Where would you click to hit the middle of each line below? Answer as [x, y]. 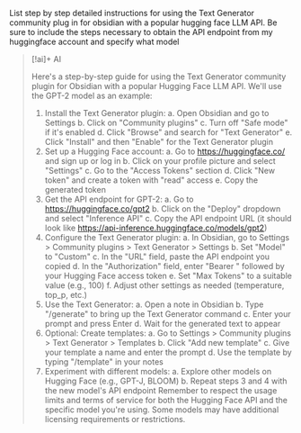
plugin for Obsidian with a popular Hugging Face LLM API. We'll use [156, 86]
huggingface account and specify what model [94, 41]
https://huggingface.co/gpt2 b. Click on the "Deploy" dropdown [163, 209]
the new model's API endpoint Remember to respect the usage [161, 390]
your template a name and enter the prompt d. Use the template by [168, 352]
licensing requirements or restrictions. [115, 419]
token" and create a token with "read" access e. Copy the [151, 180]
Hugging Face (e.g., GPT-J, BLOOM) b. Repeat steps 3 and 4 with [166, 381]
